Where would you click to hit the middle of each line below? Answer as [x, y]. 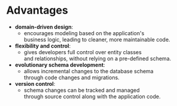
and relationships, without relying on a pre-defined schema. [97, 58]
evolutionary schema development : [60, 65]
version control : [35, 83]
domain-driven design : [44, 27]
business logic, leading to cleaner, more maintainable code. [97, 39]
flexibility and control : [42, 46]
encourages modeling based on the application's [84, 33]
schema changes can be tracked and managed [82, 90]
